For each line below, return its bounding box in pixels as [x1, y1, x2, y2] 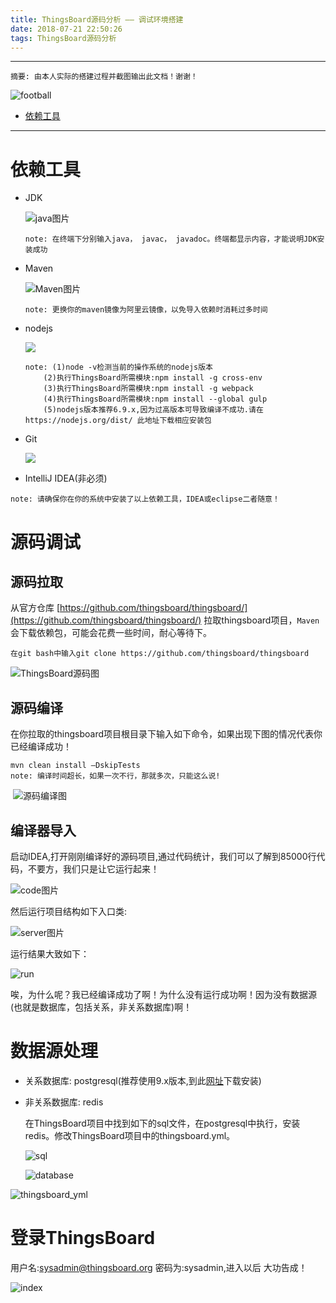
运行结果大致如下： [10, 947, 90, 960]
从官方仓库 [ [10, 602, 61, 614]
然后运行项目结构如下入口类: [10, 905, 128, 917]
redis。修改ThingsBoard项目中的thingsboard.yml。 [24, 1129, 236, 1141]
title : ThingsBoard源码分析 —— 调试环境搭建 [10, 14, 184, 25]
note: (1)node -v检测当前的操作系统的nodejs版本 [24, 362, 213, 373]
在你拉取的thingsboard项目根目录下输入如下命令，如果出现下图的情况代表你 [10, 728, 323, 740]
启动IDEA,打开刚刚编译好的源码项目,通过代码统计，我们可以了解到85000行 [10, 850, 317, 862]
